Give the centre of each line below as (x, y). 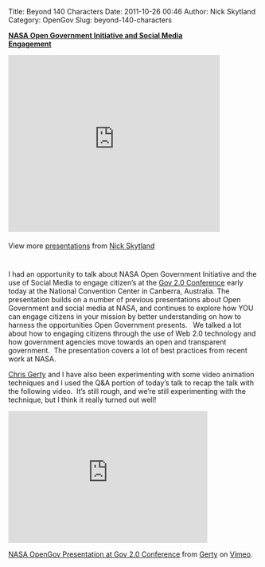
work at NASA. (32, 359)
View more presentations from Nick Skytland (82, 246)
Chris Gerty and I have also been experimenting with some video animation (131, 374)
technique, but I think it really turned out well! (82, 400)
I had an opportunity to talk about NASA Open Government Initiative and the (132, 274)
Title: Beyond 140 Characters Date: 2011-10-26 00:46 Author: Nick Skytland (132, 12)
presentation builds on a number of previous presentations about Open (125, 299)
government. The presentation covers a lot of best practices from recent (128, 350)
